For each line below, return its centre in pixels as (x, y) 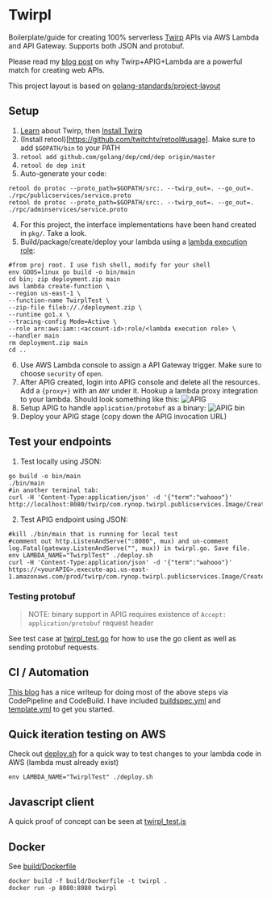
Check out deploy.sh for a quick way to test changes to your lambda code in (135, 754)
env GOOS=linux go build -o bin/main (72, 272)
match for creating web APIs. (56, 69)
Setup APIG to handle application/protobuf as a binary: (113, 407)
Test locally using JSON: (61, 461)
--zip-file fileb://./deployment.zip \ (75, 307)
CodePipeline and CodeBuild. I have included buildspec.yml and (115, 700)
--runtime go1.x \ (39, 314)
